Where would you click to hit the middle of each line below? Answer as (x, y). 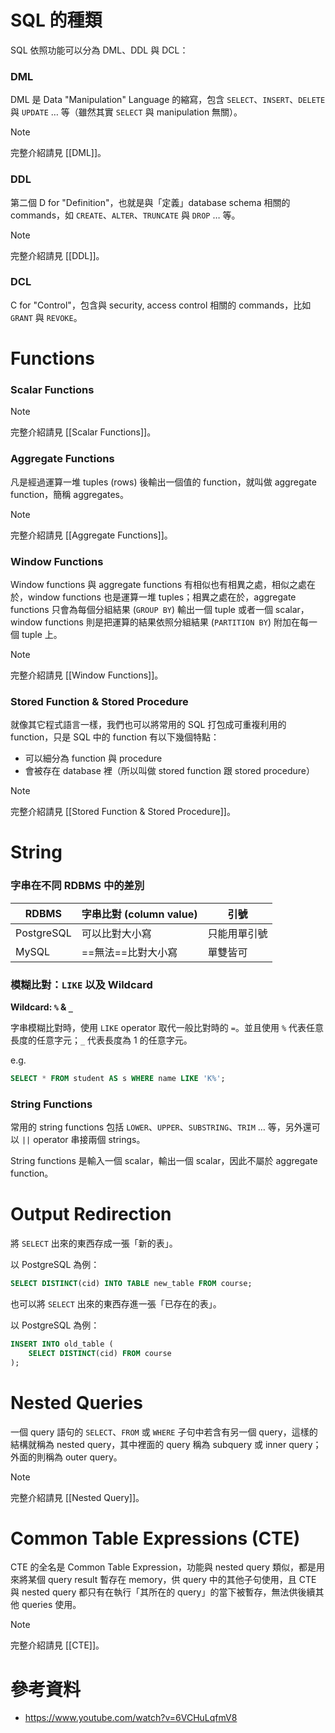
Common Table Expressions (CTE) (155, 1538)
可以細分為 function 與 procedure (93, 758)
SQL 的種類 (56, 20)
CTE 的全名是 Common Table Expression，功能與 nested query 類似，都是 (163, 1567)
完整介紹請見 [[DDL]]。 (57, 255)
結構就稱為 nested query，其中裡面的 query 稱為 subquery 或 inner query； (166, 1444)
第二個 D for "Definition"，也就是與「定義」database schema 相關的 (150, 202)
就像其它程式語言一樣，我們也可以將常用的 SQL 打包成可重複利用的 (148, 725)
